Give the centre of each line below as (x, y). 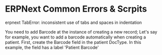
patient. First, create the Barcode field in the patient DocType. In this (73, 42)
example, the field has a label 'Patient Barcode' (52, 47)
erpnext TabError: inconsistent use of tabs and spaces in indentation (73, 22)
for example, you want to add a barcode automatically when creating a (76, 37)
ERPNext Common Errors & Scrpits (76, 9)
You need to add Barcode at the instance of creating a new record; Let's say (81, 32)
